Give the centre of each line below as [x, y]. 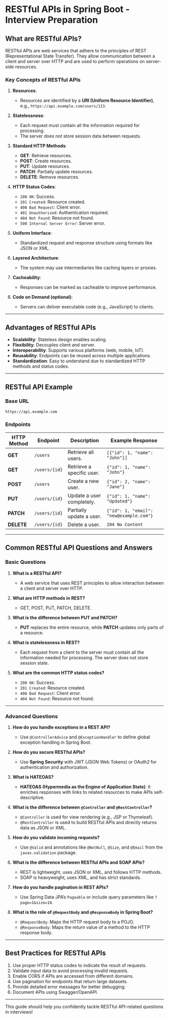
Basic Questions [26, 562]
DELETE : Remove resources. [50, 177]
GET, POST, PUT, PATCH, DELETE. [56, 608]
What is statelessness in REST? [46, 642]
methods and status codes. [41, 366]
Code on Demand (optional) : [43, 297]
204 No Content [125, 525]
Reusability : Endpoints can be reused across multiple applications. [82, 356]
